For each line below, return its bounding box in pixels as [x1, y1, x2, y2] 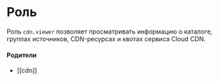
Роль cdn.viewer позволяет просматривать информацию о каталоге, [6, 27, 213, 36]
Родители [6, 50, 37, 59]
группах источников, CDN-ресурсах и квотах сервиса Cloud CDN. [6, 34, 206, 43]
